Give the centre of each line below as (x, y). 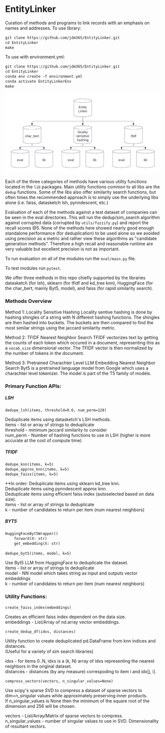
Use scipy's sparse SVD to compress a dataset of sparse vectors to (74, 690)
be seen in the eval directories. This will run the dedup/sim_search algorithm (82, 218)
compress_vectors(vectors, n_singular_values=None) (59, 681)
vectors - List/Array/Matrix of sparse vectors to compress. (64, 716)
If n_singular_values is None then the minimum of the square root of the (77, 701)
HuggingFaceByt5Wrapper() (32, 534)
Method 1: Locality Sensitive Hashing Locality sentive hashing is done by (79, 312)
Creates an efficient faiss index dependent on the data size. (66, 617)
